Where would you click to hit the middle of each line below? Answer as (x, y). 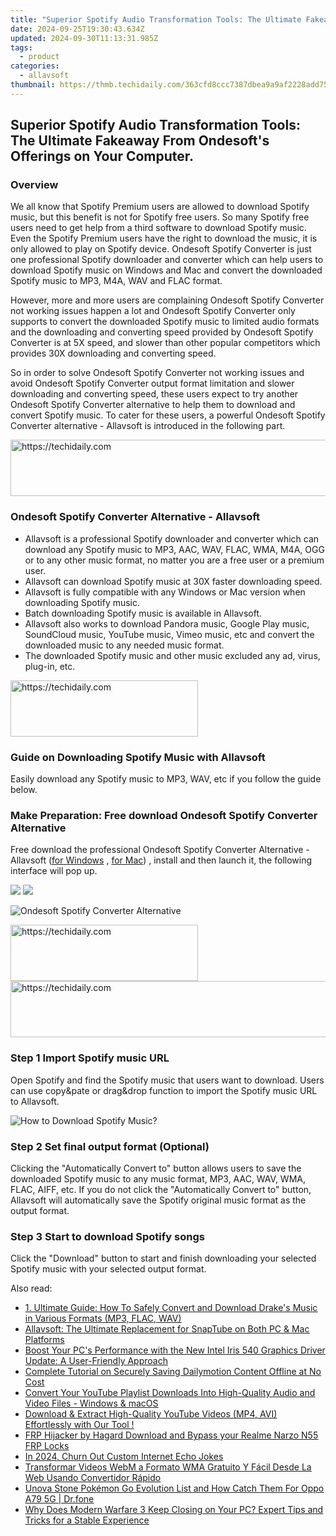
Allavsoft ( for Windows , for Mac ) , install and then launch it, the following (161, 860)
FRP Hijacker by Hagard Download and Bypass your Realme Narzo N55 (171, 1435)
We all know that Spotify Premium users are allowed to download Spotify (160, 207)
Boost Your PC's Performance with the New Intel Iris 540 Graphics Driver (175, 1350)
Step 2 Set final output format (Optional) (110, 1146)
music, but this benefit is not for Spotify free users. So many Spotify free (160, 217)
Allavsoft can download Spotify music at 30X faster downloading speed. (173, 581)
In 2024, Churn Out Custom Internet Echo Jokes (124, 1457)
